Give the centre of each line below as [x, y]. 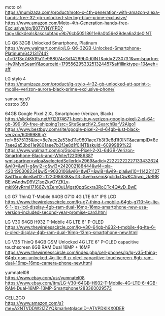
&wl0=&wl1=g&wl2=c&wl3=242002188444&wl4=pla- [59, 166]
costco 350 [17, 104]
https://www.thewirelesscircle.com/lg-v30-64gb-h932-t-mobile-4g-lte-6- [81, 227]
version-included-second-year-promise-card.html [56, 212]
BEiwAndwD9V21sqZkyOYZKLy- [38, 182]
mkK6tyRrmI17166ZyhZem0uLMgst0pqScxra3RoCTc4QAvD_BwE [71, 187]
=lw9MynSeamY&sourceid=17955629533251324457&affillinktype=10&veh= [82, 64]
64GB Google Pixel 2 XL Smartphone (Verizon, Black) [59, 114]
